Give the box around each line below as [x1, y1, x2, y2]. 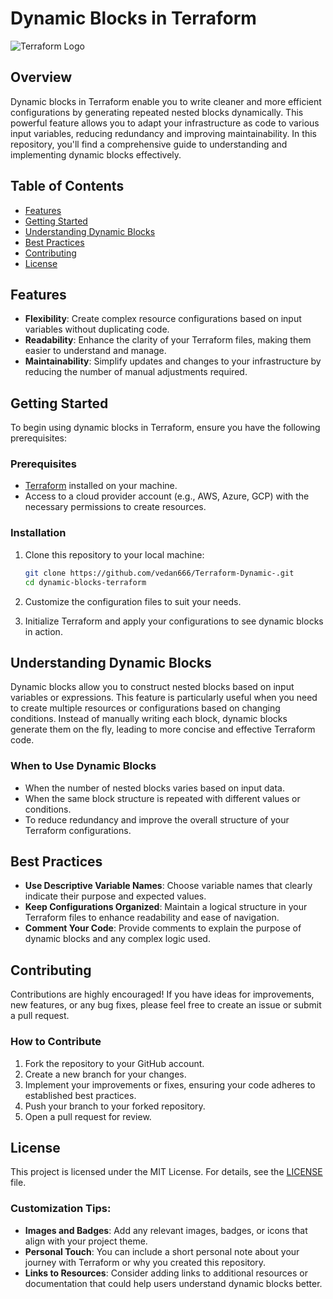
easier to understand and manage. [24, 345, 167, 357]
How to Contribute [10, 1035, 102, 1049]
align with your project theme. [24, 1235, 148, 1247]
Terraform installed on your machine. [24, 480, 178, 492]
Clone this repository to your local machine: [24, 548, 205, 561]
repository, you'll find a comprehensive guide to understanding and [10, 138, 288, 150]
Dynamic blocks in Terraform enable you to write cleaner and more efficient [10, 95, 322, 107]
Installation [10, 526, 67, 540]
